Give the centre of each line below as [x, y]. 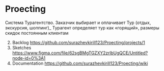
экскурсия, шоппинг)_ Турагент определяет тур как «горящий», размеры [82, 27]
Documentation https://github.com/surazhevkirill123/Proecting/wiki [80, 63]
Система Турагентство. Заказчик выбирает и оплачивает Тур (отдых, [78, 23]
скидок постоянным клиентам [37, 33]
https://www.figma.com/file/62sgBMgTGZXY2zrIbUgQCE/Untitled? [80, 53]
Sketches [22, 47]
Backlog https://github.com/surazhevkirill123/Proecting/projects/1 [79, 42]
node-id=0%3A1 [29, 58]
